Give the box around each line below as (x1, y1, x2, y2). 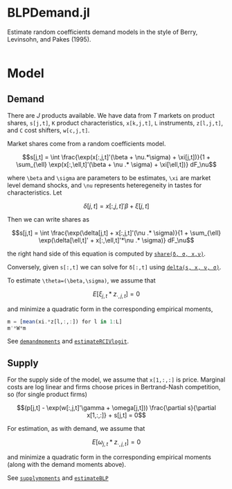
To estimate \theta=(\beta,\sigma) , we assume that (7, 276, 156, 285)
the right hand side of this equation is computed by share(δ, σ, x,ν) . (7, 249, 206, 258)
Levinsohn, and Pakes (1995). (7, 35, 91, 43)
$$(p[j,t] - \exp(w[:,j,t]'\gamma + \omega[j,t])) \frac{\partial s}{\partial (16, 404, 217, 412)
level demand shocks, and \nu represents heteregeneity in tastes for (7, 181, 202, 189)
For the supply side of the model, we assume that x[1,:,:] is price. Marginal (7, 375, 226, 384)
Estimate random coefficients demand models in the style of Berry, (7, 28, 198, 36)
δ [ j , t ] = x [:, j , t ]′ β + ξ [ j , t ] (83, 202, 150, 210)
